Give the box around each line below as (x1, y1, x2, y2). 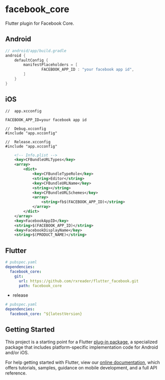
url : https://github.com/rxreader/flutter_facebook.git (18, 279, 139, 284)
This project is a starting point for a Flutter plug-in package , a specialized (5, 339, 158, 345)
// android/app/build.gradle (5, 48, 67, 53)
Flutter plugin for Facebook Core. (5, 20, 74, 26)
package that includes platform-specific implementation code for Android (5, 344, 158, 350)
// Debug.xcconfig (5, 126, 46, 131)
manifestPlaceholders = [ (23, 62, 78, 68)
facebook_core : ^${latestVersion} (10, 311, 82, 316)
